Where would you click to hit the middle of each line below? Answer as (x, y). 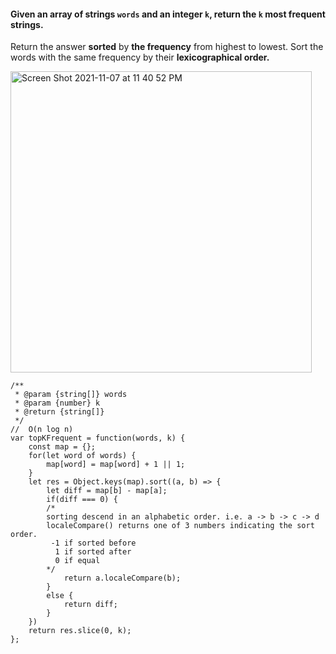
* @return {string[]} (59, 412)
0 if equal (77, 561)
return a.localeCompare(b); (122, 578)
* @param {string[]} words (71, 395)
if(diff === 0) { (82, 500)
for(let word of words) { (82, 456)
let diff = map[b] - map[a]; (107, 491)
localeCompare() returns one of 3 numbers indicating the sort (180, 526)
